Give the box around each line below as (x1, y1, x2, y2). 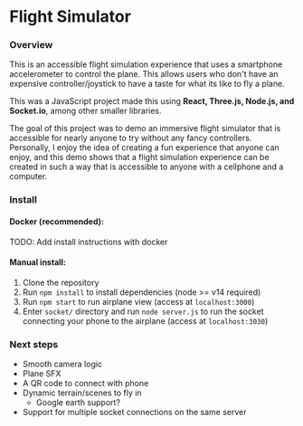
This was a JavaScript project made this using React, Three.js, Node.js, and (9, 96, 295, 107)
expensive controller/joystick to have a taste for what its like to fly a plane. (9, 79, 285, 90)
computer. (9, 171, 48, 182)
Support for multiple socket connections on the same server (22, 407, 247, 418)
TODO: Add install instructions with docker (9, 236, 168, 247)
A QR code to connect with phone (22, 378, 149, 389)
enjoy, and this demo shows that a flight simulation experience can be (9, 152, 270, 163)
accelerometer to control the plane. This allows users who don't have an (9, 69, 279, 80)
